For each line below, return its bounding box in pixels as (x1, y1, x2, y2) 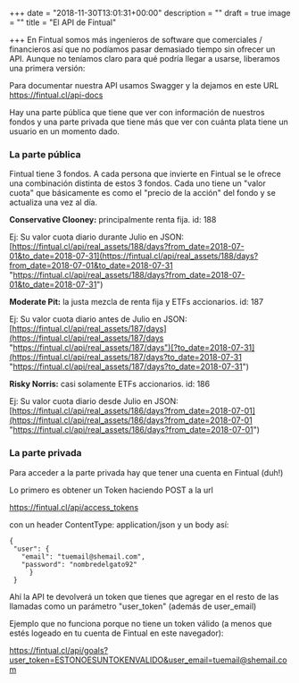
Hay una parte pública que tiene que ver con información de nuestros (9, 107, 265, 117)
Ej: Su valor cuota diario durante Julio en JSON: (9, 232, 185, 242)
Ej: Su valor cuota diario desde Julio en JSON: (9, 396, 179, 407)
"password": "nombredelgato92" (21, 560, 138, 569)
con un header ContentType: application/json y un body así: (9, 519, 229, 530)
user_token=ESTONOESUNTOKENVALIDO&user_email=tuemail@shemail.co (9, 654, 287, 665)
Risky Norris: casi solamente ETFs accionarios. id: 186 (9, 379, 211, 390)
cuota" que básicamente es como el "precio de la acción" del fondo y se (9, 188, 277, 198)
